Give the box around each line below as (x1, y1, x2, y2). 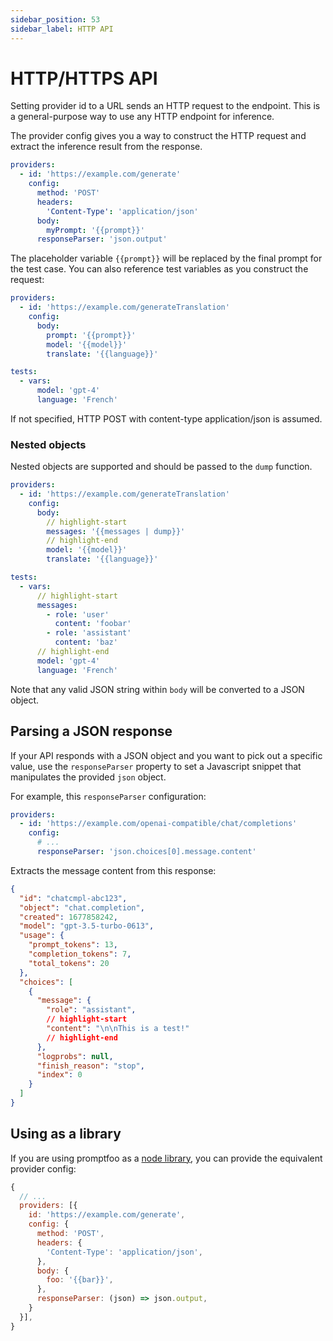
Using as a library (10, 1126, 122, 1143)
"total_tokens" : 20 (28, 958, 110, 968)
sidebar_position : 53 (10, 14, 101, 25)
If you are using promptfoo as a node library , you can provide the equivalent (10, 1152, 323, 1164)
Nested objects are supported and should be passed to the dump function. (10, 461, 313, 473)
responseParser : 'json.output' (36, 234, 168, 245)
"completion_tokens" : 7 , (28, 949, 132, 960)
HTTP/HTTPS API (10, 67, 158, 90)
